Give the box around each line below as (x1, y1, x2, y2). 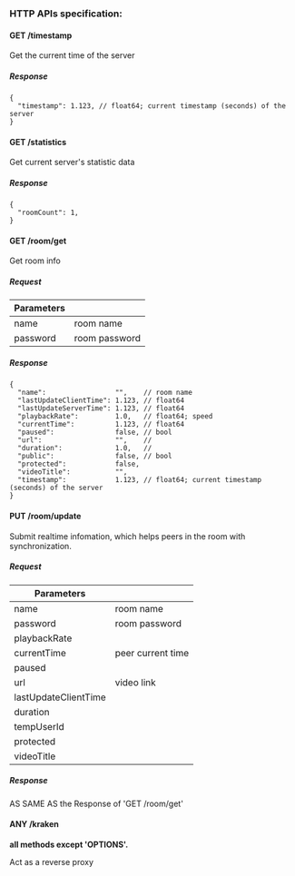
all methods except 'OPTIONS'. (9, 839, 129, 850)
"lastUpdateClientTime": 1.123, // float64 (17, 396, 184, 406)
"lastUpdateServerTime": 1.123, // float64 (17, 404, 184, 413)
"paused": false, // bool (17, 428, 172, 438)
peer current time (114, 646, 190, 659)
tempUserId (14, 720, 65, 733)
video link (114, 675, 156, 688)
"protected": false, (17, 459, 141, 469)
